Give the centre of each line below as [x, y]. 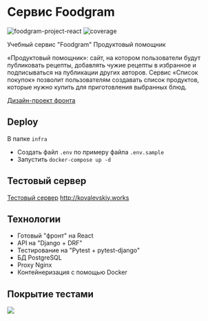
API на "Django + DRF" [50, 243]
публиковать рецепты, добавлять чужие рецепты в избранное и [102, 65]
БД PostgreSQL [39, 258]
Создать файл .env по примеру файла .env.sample [90, 152]
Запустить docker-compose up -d [64, 159]
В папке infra [27, 138]
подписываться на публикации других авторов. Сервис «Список [103, 72]
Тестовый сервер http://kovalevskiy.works [68, 198]
